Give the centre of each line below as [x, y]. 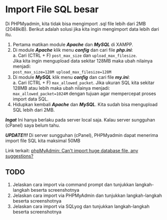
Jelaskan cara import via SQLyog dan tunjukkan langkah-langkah [81, 206]
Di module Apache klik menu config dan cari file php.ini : [73, 50]
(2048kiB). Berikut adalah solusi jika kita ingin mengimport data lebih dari [82, 29]
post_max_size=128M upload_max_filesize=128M [62, 72]
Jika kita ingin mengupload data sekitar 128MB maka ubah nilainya [83, 61]
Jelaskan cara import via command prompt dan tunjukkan [73, 184]
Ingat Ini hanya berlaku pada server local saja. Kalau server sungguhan [80, 119]
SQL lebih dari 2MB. [34, 110]
